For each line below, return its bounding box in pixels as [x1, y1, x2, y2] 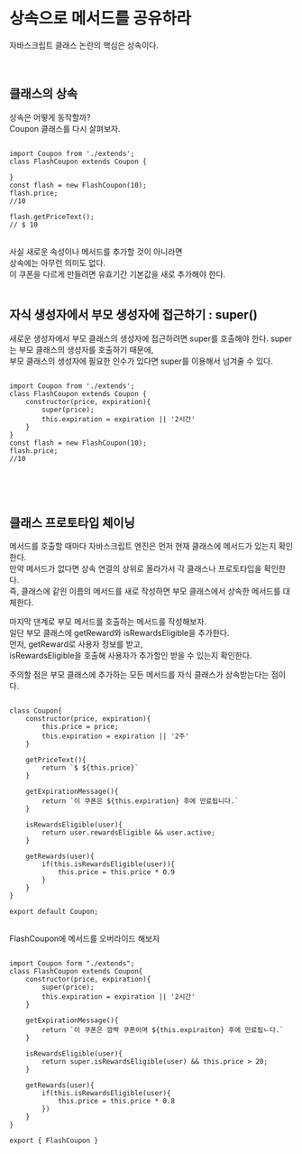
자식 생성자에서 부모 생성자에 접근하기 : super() [9, 308, 259, 323]
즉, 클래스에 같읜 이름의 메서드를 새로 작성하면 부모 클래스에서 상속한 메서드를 [9, 586, 281, 596]
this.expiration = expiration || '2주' [41, 732, 189, 741]
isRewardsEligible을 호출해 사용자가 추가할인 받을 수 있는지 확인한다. [9, 651, 252, 661]
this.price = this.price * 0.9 [57, 868, 176, 877]
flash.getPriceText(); [9, 212, 95, 221]
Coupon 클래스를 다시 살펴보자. [9, 123, 121, 134]
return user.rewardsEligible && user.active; [41, 828, 216, 837]
